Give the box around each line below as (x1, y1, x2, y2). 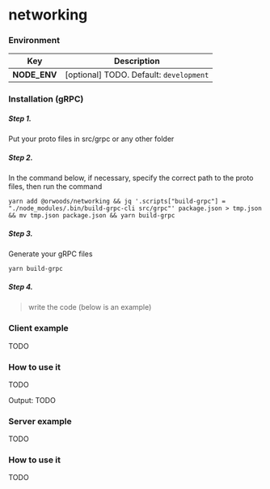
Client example (8, 323, 69, 334)
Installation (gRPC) (8, 93, 84, 105)
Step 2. (8, 152, 34, 162)
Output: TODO (8, 395, 57, 405)
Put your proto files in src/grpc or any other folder (8, 134, 175, 144)
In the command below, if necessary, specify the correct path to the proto (8, 173, 254, 183)
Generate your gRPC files (8, 249, 93, 259)
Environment (8, 35, 61, 46)
